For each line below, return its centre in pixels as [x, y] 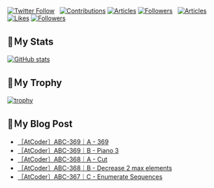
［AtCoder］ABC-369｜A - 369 [63, 142]
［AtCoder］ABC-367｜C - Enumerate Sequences [90, 177]
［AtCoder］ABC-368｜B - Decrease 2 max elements [95, 168]
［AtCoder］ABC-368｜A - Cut [62, 159]
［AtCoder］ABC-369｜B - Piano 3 [68, 151]
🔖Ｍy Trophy [35, 83]
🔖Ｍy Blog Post [40, 124]
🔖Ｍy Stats [30, 42]
